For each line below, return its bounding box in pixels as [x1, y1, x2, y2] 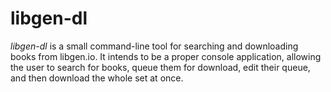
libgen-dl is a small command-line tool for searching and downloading [10, 40, 299, 52]
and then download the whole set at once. [10, 72, 184, 84]
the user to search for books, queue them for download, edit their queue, [10, 61, 311, 73]
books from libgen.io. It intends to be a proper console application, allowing [10, 50, 322, 62]
